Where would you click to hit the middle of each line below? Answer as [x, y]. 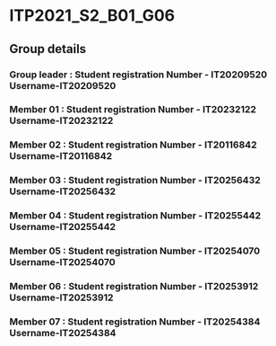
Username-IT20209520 [63, 85]
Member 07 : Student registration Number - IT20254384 [135, 322]
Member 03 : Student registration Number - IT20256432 [135, 181]
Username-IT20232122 [61, 120]
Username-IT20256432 [63, 191]
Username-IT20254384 [63, 333]
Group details [48, 49]
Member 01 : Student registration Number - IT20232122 [133, 110]
